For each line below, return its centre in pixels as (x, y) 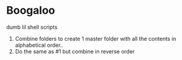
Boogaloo (31, 10)
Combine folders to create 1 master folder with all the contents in (96, 38)
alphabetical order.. (39, 45)
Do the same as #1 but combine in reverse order (75, 51)
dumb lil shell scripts (32, 27)
